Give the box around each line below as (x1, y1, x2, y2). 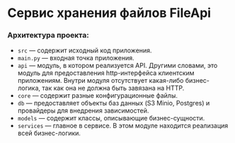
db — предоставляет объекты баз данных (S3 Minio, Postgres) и (17, 99, 210, 108)
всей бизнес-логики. (17, 129, 81, 137)
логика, (17, 84, 41, 93)
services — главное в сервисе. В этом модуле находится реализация (17, 122, 229, 130)
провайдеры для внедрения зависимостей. (17, 106, 149, 115)
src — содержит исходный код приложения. (17, 46, 152, 55)
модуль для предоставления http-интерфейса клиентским (17, 69, 195, 77)
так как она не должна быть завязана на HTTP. (42, 84, 185, 93)
